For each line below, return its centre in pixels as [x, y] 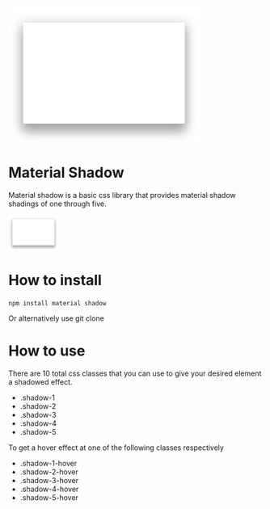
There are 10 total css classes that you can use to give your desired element [135, 373]
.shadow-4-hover [49, 489]
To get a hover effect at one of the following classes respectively [116, 448]
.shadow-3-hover [49, 480]
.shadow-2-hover [49, 472]
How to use [47, 351]
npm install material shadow [57, 303]
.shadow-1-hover [49, 463]
